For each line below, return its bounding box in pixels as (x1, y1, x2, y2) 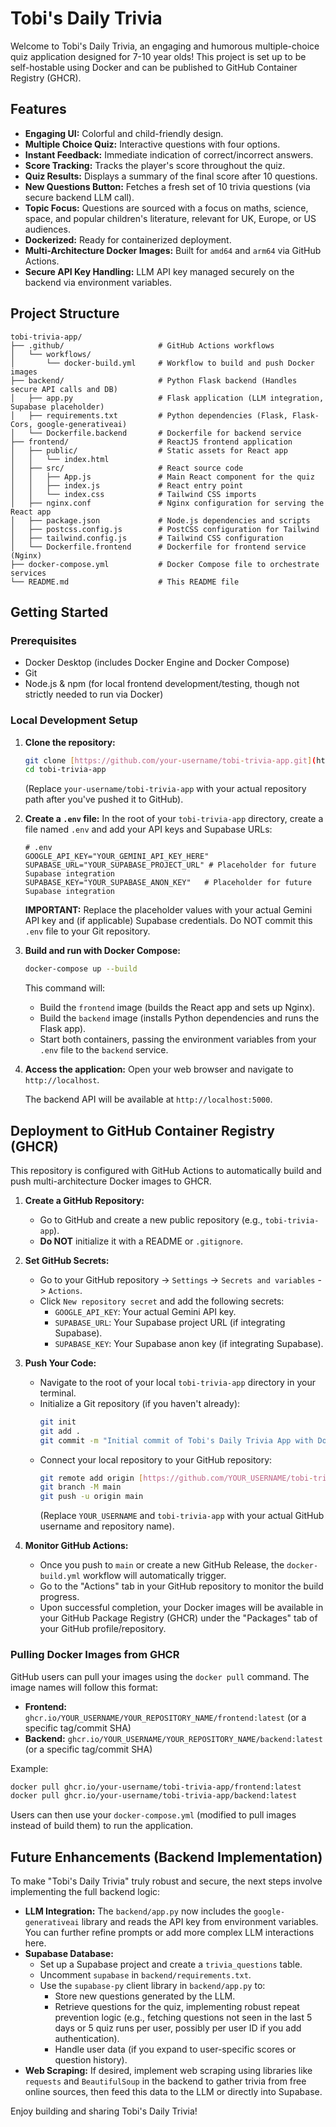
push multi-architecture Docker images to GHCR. (10, 1175, 212, 1187)
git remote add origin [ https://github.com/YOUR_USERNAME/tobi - (39, 1473, 314, 1483)
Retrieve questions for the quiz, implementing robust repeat (54, 2001, 300, 2013)
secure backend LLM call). (24, 191, 135, 203)
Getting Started (10, 603, 109, 621)
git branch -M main (39, 1482, 122, 1492)
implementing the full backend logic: (10, 1886, 161, 1898)
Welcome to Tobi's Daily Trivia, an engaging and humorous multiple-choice (10, 40, 320, 52)
